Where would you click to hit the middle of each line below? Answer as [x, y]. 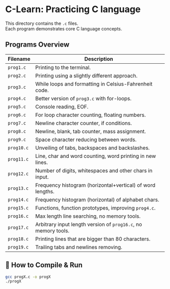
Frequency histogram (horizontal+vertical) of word [95, 185]
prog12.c [18, 174]
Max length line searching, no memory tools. [88, 216]
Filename [19, 59]
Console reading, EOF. [62, 106]
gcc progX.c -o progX [28, 277]
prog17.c [18, 227]
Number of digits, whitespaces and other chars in [94, 171]
